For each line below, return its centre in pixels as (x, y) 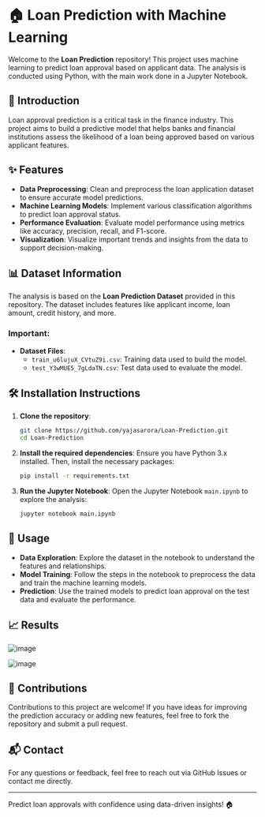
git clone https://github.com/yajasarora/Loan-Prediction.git (124, 431)
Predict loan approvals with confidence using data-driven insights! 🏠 (121, 804)
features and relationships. (63, 566)
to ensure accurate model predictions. (82, 197)
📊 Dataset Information (65, 273)
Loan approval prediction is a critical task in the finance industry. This (121, 120)
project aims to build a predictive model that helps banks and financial (122, 128)
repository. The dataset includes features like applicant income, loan (119, 305)
